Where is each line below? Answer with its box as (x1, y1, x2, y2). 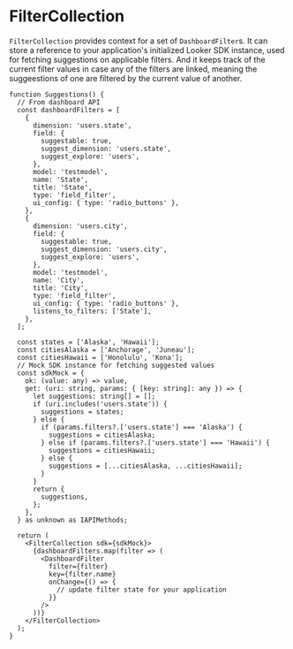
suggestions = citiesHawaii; (48, 446, 156, 454)
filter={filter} (48, 561, 109, 571)
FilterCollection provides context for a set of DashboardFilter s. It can (9, 35, 268, 46)
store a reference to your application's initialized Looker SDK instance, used (9, 44, 285, 55)
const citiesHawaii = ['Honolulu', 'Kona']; (17, 353, 184, 362)
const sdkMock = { (17, 369, 86, 378)
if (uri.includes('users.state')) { (32, 400, 168, 408)
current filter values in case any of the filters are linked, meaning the (9, 64, 258, 74)
